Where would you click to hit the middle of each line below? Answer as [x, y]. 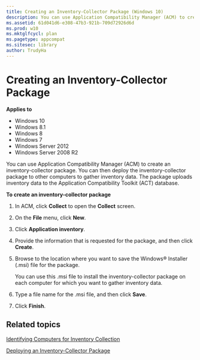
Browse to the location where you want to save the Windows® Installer [101, 258]
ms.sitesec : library [32, 45]
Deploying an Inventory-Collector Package [58, 350]
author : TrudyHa [26, 51]
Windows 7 [29, 139]
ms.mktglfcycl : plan [32, 34]
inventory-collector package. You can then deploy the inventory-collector [96, 170]
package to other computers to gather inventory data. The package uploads [99, 176]
